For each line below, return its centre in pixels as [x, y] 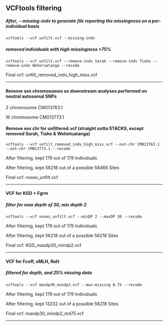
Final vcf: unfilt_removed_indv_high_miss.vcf [52, 75]
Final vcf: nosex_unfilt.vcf [32, 177]
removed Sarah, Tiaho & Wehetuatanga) [48, 134]
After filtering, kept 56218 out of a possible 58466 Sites [63, 167]
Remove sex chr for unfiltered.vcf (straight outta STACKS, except [75, 129]
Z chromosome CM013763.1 [34, 107]
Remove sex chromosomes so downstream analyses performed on [77, 91]
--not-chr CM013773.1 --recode [38, 149]
